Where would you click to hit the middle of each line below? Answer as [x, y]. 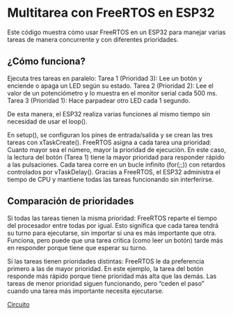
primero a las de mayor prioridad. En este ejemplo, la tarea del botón [105, 268]
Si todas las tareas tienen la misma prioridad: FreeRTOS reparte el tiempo [112, 218]
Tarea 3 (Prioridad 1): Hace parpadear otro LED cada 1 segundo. [99, 100]
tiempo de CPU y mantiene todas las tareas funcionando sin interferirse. [111, 179]
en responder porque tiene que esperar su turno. [77, 247]
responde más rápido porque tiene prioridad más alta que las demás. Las [112, 276]
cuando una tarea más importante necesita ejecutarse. [86, 291]
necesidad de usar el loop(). [48, 121]
